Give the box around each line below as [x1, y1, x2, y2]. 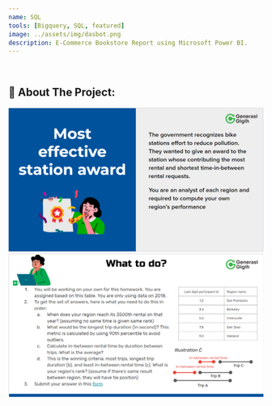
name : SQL [8, 13, 42, 21]
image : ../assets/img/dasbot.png [8, 30, 121, 38]
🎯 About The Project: [8, 85, 116, 99]
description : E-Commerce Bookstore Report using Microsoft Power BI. [8, 39, 249, 47]
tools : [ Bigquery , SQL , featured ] [8, 21, 125, 30]
